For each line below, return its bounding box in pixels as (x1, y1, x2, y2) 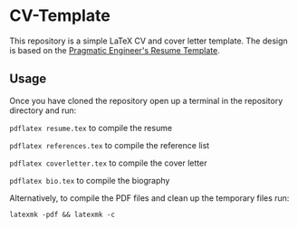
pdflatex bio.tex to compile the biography (9, 175, 170, 185)
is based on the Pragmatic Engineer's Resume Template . (9, 44, 220, 55)
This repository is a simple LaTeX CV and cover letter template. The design (9, 35, 288, 46)
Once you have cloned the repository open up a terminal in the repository (9, 95, 284, 106)
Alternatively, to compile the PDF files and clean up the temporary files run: (9, 192, 290, 204)
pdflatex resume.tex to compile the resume (9, 122, 173, 133)
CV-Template (9, 5, 111, 26)
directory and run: (9, 105, 77, 116)
